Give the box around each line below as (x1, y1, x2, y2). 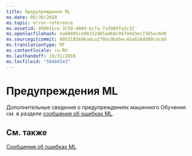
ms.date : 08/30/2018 (6, 14, 58, 20)
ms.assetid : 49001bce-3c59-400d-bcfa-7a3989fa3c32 (6, 25, 135, 32)
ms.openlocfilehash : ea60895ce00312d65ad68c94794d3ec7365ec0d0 (6, 31, 167, 37)
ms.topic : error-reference (6, 20, 73, 26)
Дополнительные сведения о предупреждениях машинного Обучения (6, 104, 186, 111)
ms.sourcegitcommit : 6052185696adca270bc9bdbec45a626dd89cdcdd (6, 36, 167, 42)
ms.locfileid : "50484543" (6, 58, 70, 64)
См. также (6, 127, 48, 138)
